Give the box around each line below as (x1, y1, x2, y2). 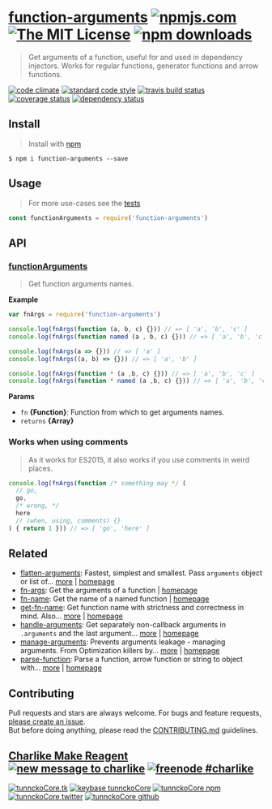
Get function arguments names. (28, 279, 134, 289)
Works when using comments (8, 437, 129, 448)
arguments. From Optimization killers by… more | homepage (19, 646, 220, 656)
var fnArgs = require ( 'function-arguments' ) (8, 311, 161, 319)
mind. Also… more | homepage (19, 611, 123, 621)
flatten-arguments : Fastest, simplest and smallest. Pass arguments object (19, 568, 263, 578)
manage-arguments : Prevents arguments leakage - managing (19, 637, 226, 647)
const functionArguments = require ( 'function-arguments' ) (8, 213, 208, 222)
